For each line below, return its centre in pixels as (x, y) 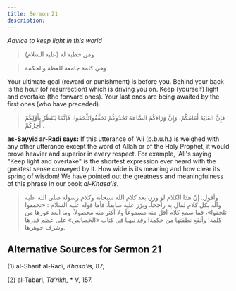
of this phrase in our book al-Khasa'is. (63, 183)
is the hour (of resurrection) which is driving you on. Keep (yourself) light (113, 89)
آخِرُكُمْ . (35, 125)
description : (26, 20)
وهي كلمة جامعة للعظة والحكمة (66, 68)
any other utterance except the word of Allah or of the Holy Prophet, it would (118, 146)
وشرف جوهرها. (45, 227)
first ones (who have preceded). (54, 104)
